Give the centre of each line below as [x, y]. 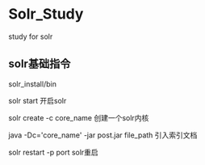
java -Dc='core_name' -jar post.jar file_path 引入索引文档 [103, 135]
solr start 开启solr [38, 100]
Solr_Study [46, 14]
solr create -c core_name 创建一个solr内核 [79, 117]
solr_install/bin [32, 84]
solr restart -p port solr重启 [53, 152]
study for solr [31, 36]
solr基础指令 [40, 64]
